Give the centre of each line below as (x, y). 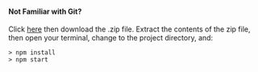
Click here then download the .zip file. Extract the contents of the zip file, (129, 29)
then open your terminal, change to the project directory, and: (111, 38)
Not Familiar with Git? (45, 11)
